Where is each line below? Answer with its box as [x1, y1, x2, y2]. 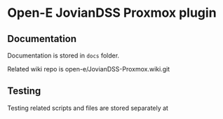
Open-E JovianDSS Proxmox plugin [7, 5, 217, 21]
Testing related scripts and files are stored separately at [7, 104, 168, 112]
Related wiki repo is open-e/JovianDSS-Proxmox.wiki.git [7, 65, 170, 73]
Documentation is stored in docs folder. [7, 51, 120, 59]
